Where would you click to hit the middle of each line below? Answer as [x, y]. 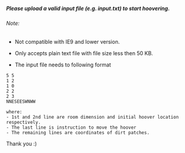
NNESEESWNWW [21, 101]
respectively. [24, 122]
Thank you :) [22, 144]
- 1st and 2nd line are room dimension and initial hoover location [92, 117]
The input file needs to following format [63, 65]
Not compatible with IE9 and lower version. [67, 42]
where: [14, 112]
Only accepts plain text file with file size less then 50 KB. [84, 53]
